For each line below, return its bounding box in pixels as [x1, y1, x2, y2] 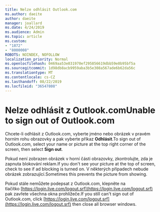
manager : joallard [5, 20, 42, 26]
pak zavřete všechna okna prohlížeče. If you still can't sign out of [5, 191, 134, 197]
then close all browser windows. [72, 201, 137, 207]
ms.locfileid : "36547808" [5, 83, 57, 89]
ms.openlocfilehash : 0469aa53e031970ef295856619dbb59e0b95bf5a [5, 61, 136, 66]
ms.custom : [5, 39, 27, 44]
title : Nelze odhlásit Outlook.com [5, 7, 77, 12]
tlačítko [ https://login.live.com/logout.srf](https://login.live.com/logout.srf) [5, 186, 153, 192]
